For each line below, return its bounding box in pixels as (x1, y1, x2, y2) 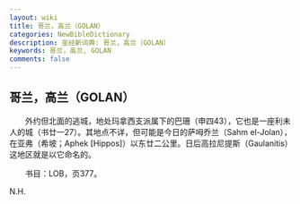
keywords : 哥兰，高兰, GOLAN (9, 47, 112, 55)
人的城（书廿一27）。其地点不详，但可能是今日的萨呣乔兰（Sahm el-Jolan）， (9, 126, 293, 137)
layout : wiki (9, 13, 58, 22)
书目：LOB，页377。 (24, 167, 102, 179)
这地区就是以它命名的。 (9, 149, 96, 159)
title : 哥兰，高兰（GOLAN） (9, 21, 105, 30)
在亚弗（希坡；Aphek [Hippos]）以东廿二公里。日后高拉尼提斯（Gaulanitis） (9, 138, 289, 149)
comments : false (9, 55, 70, 64)
